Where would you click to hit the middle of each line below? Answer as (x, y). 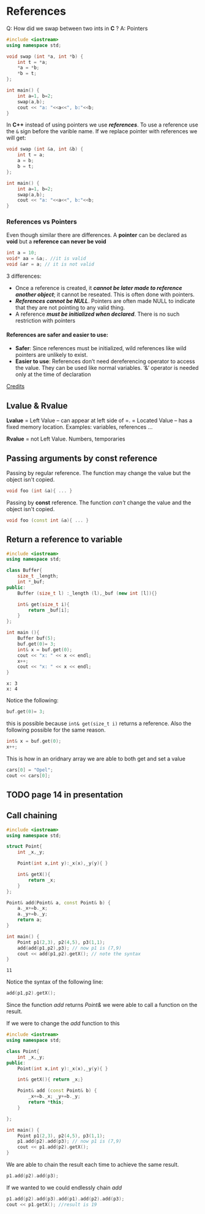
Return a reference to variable (65, 540)
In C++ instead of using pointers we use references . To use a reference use (102, 125)
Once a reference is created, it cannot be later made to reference (99, 288)
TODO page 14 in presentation (65, 795)
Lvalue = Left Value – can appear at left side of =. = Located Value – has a (99, 421)
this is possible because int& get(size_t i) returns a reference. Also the (99, 723)
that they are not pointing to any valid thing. (70, 308)
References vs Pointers (42, 222)
